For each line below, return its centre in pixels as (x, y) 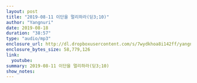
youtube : (22, 60)
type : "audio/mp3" (28, 39)
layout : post (22, 11)
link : (13, 55)
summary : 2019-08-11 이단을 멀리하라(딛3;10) (58, 66)
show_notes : (21, 71)
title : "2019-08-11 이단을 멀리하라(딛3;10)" (58, 17)
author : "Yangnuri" (30, 22)
